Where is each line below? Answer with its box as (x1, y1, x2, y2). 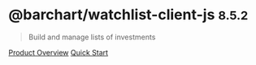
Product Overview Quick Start (8, 47, 108, 57)
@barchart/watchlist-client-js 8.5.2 (8, 6, 249, 24)
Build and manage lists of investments (28, 32, 156, 42)
